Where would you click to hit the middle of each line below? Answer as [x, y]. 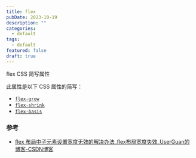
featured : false [26, 51]
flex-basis [28, 111]
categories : [21, 28]
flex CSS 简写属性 [28, 74]
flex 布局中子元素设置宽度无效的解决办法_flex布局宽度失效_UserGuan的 [102, 141]
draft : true [21, 56]
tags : [13, 39]
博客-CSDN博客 [34, 149]
